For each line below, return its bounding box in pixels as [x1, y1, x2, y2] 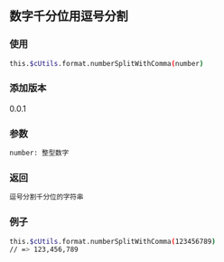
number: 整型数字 [9, 148, 70, 158]
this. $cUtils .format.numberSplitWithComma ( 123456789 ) [9, 237, 217, 246]
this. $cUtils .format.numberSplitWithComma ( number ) [9, 59, 204, 68]
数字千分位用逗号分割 [9, 8, 128, 24]
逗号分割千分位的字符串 [9, 192, 84, 201]
